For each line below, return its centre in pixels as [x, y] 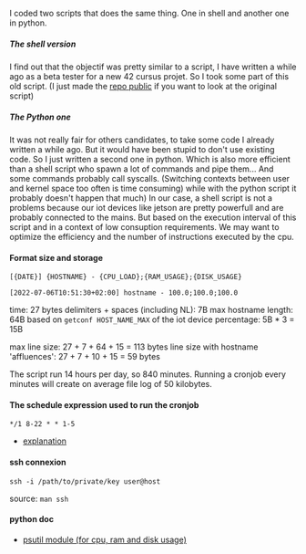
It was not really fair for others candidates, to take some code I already [142, 140]
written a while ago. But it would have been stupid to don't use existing [142, 149]
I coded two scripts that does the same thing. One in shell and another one [149, 13]
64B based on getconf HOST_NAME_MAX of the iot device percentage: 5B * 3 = [152, 319]
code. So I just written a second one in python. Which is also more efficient [150, 159]
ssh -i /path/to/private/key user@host [85, 481]
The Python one [40, 117]
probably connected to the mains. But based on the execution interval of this [153, 217]
